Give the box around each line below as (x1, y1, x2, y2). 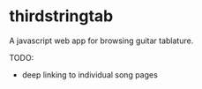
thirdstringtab (9, 6, 114, 26)
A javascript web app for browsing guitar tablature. (9, 35, 194, 46)
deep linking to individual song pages (21, 69, 159, 80)
